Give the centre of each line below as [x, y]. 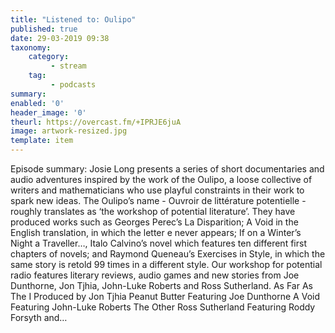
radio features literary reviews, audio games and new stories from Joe [155, 275]
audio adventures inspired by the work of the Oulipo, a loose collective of [161, 179]
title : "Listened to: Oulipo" [73, 19]
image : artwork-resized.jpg [69, 131]
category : [49, 57]
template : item [42, 141]
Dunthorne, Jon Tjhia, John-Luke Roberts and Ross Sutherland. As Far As [161, 285]
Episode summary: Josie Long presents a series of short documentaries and [167, 169]
